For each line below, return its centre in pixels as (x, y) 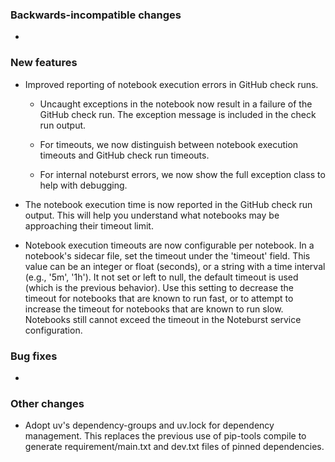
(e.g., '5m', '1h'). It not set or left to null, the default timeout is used (161, 277)
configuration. (53, 330)
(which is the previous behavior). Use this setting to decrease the (159, 287)
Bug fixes (34, 356)
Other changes (47, 403)
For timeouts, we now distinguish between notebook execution (169, 144)
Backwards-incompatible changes (96, 15)
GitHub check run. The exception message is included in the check (178, 114)
